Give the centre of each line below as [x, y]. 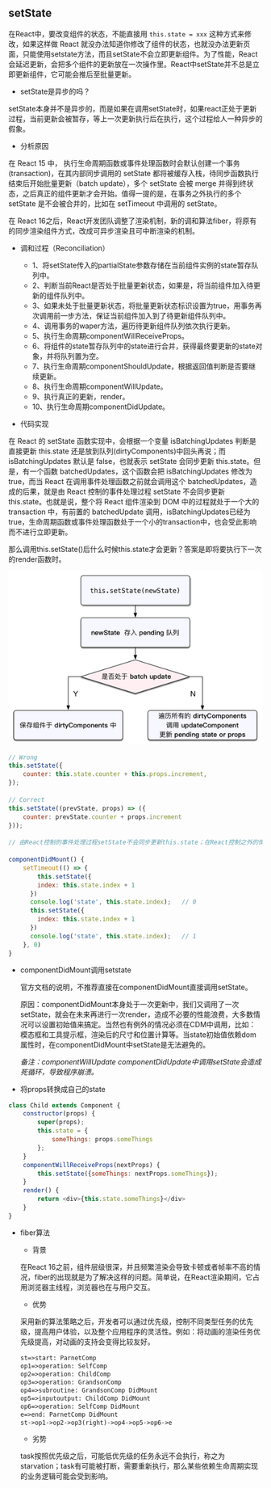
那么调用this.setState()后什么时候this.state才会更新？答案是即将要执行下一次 [135, 549]
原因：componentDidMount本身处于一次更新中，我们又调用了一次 [129, 1004]
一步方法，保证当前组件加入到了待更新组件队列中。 [145, 315]
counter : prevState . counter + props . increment [102, 817]
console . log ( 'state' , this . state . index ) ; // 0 [113, 902]
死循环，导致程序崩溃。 [59, 1072]
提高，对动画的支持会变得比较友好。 [94, 1342]
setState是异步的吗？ [55, 91]
